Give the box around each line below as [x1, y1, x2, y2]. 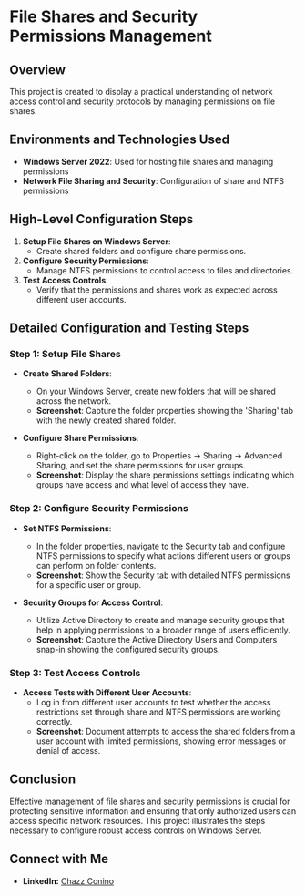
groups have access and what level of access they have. [36, 479, 249, 490]
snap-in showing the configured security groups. [36, 643, 220, 654]
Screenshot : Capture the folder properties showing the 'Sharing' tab [36, 406, 294, 417]
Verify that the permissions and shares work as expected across [36, 284, 278, 295]
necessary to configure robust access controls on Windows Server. [9, 825, 262, 836]
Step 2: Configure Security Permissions [9, 502, 188, 515]
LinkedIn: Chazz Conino [22, 875, 115, 886]
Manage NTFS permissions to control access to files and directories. [36, 264, 294, 275]
